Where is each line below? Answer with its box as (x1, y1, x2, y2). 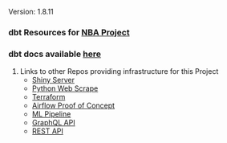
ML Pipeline (31, 109, 71, 119)
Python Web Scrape (31, 84, 99, 93)
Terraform (31, 92, 66, 102)
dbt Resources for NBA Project (8, 27, 130, 38)
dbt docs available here (8, 48, 102, 59)
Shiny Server (31, 76, 75, 85)
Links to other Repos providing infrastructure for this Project (19, 67, 219, 76)
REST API (31, 126, 64, 136)
